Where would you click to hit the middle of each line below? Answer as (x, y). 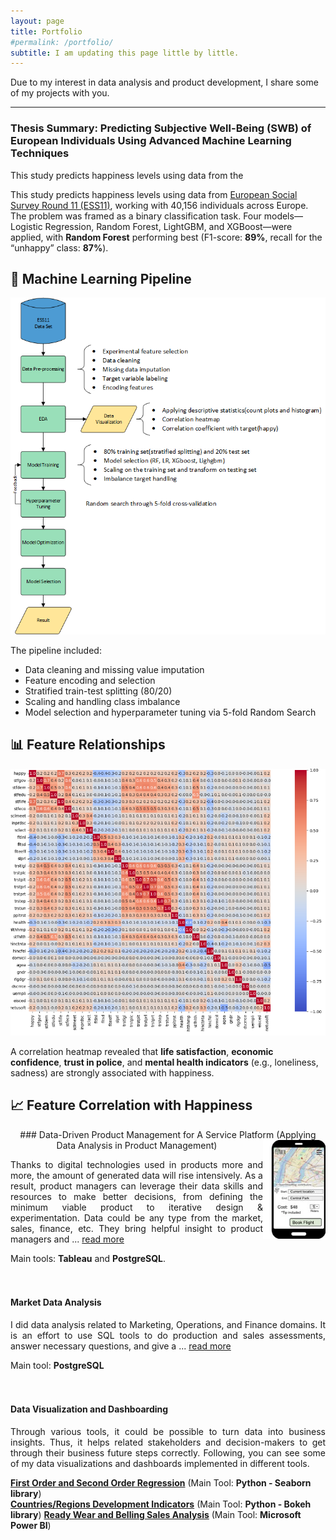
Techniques (40, 153)
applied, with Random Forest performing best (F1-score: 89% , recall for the (166, 237)
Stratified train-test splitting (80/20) (98, 691)
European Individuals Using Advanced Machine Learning (151, 141)
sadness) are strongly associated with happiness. (112, 1072)
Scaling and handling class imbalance (102, 701)
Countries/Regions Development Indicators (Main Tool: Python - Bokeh (161, 1504)
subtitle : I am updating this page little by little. (125, 53)
